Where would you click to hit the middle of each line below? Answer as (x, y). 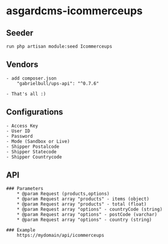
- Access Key (22, 126)
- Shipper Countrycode (34, 157)
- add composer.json (32, 78)
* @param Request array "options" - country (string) (84, 220)
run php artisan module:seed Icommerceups (59, 46)
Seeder (20, 33)
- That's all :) (26, 94)
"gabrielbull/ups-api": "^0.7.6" (58, 83)
